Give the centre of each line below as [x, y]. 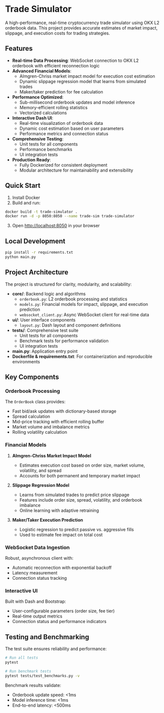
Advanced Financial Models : [42, 71]
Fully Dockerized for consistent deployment [63, 165]
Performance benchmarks [46, 149]
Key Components [32, 377]
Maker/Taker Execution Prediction [47, 520]
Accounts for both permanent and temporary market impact [80, 475]
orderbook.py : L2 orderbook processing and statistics [73, 299]
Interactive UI [22, 591]
